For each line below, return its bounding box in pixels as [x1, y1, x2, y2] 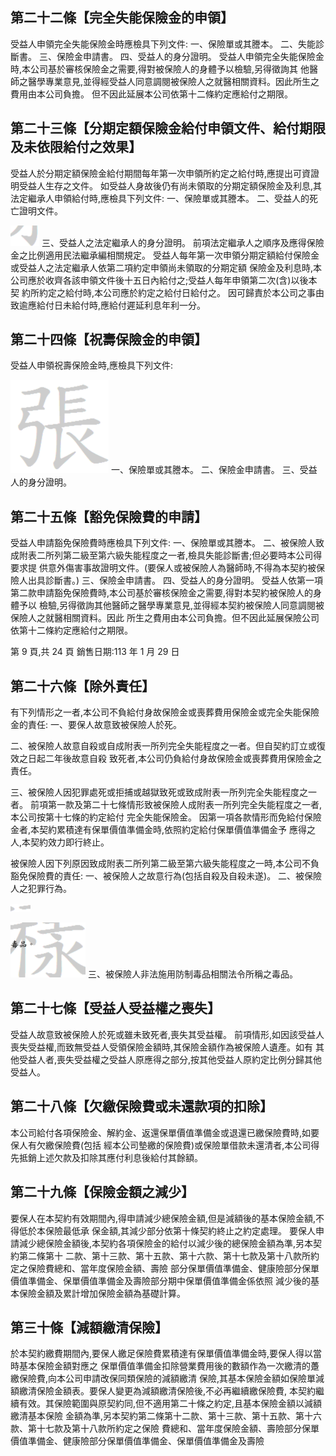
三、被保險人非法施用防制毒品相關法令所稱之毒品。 [87, 968, 298, 980]
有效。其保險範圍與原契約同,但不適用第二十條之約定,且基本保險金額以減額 [18, 1398, 323, 1410]
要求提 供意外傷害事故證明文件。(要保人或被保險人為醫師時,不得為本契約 [10, 562, 308, 574]
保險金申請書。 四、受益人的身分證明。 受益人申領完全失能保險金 [56, 50, 325, 62]
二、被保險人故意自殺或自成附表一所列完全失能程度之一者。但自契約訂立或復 [10, 740, 326, 752]
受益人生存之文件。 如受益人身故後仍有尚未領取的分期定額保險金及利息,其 [18, 179, 322, 192]
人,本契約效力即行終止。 [10, 836, 110, 848]
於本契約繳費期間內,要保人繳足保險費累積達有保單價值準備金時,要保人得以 [10, 1348, 314, 1360]
